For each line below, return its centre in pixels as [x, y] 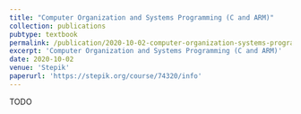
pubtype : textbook [43, 34]
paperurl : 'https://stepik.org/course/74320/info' [106, 76]
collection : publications [57, 26]
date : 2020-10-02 [42, 59]
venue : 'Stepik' [39, 68]
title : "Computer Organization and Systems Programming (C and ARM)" [142, 18]
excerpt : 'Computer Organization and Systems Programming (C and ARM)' [146, 51]
